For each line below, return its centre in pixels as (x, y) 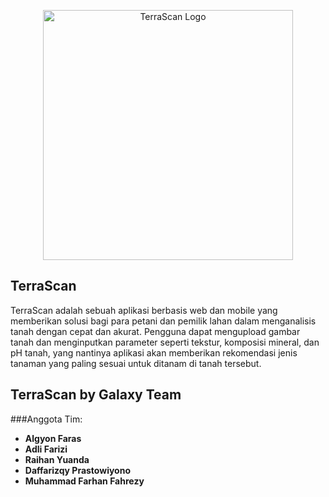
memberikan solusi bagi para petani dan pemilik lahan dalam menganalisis (163, 321)
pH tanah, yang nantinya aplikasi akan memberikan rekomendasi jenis (154, 352)
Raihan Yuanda (57, 459)
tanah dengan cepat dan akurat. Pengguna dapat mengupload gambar (155, 331)
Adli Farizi (46, 449)
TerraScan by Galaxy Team (96, 395)
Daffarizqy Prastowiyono (78, 470)
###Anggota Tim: (46, 419)
